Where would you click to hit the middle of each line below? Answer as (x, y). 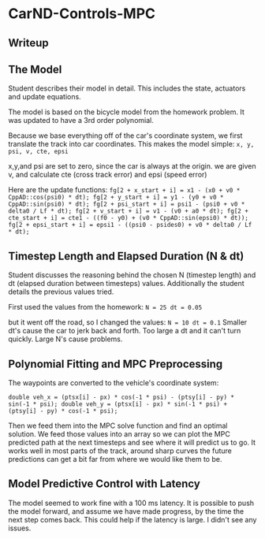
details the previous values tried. (61, 292)
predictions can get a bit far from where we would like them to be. (115, 459)
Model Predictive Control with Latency (105, 484)
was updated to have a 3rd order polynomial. (81, 121)
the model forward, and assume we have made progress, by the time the (126, 511)
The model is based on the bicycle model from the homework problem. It (126, 112)
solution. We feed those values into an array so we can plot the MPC (119, 434)
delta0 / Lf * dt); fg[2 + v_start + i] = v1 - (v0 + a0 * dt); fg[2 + (128, 211)
